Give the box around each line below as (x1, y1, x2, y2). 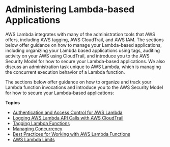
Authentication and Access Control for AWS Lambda (12, 109, 123, 115)
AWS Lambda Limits (12, 136, 55, 142)
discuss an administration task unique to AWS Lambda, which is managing (5, 64, 161, 70)
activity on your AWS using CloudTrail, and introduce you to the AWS (5, 52, 150, 59)
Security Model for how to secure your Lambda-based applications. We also (5, 58, 165, 64)
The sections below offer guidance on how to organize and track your (5, 79, 152, 85)
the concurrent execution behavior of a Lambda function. (5, 69, 125, 75)
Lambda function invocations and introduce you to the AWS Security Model (5, 84, 163, 90)
